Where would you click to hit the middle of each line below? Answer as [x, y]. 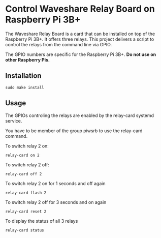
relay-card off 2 [24, 174]
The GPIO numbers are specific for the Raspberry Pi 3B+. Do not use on [81, 54]
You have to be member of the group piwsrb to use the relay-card [74, 131]
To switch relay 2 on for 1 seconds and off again [55, 183]
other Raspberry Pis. [27, 59]
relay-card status [25, 230]
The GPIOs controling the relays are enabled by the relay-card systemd [79, 115]
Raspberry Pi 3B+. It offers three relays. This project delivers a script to [80, 39]
